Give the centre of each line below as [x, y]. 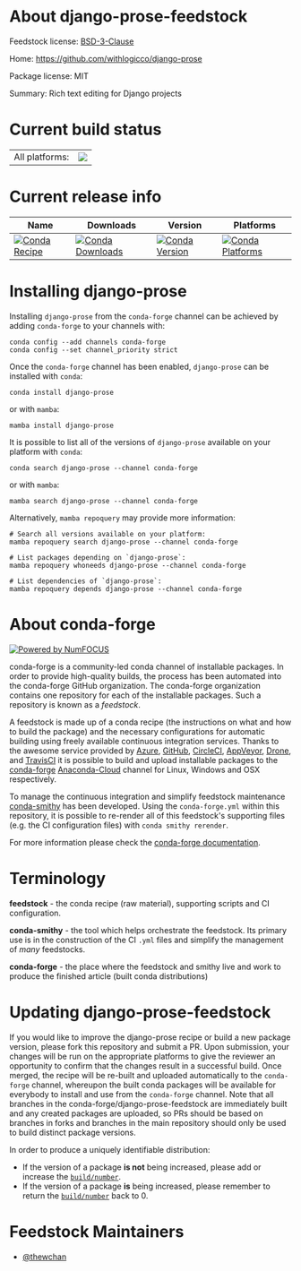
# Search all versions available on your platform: [107, 534]
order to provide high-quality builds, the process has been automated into [146, 676]
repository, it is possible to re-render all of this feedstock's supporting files [147, 815]
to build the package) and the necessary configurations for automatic [138, 731]
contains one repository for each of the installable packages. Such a [135, 695]
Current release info [86, 197]
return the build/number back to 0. [85, 1195]
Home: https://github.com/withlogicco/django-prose [106, 58]
